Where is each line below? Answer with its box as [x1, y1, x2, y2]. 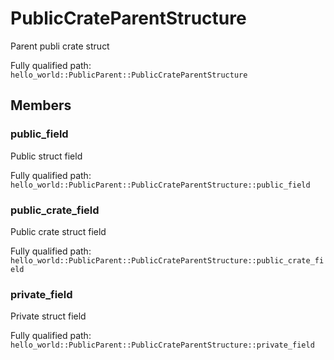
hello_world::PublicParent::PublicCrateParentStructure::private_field [10, 340, 315, 351]
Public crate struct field [10, 225, 107, 237]
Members [10, 97, 72, 114]
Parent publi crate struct [10, 40, 110, 52]
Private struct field [10, 310, 87, 322]
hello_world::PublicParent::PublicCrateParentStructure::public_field [10, 180, 311, 190]
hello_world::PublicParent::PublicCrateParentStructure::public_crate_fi [10, 255, 325, 266]
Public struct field [10, 150, 83, 162]
